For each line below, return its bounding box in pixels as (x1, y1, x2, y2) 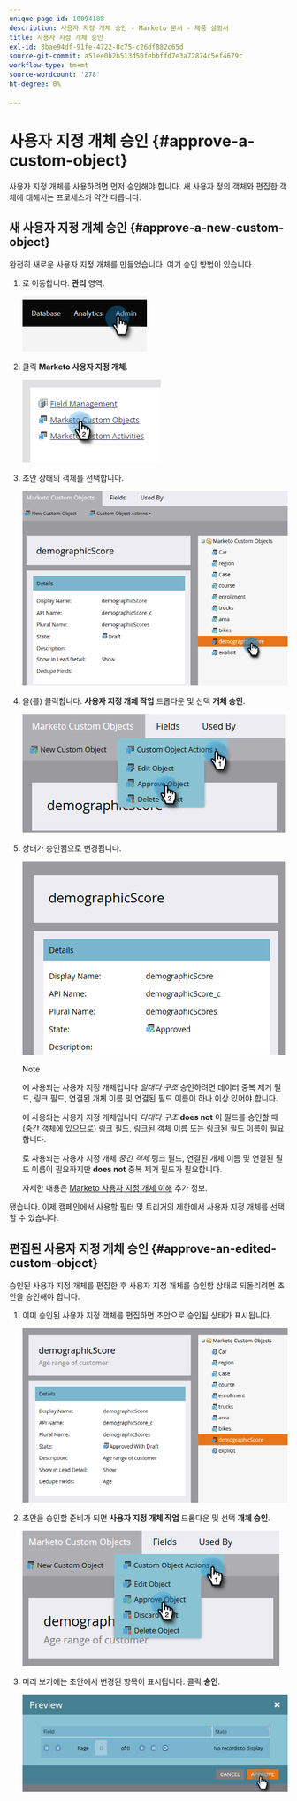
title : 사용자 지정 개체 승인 (9, 33, 104, 42)
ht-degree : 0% (9, 80, 62, 89)
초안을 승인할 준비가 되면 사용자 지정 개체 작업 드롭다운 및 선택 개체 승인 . (21, 1512, 270, 1523)
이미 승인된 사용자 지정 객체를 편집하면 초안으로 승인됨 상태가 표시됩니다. (21, 1310, 272, 1321)
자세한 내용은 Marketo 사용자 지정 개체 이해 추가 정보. (21, 1183, 208, 1194)
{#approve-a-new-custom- (129, 220, 285, 235)
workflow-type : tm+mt (9, 61, 89, 70)
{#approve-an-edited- (150, 1241, 277, 1256)
